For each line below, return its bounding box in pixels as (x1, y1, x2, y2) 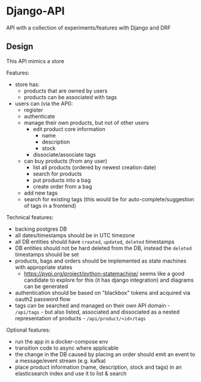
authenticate (23, 112, 55, 120)
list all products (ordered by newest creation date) (32, 163, 157, 171)
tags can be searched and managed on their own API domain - (14, 302, 170, 309)
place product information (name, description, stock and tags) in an (14, 363, 182, 371)
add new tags (23, 189, 58, 196)
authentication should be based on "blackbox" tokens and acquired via (14, 289, 191, 296)
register (23, 106, 44, 114)
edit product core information (32, 125, 106, 133)
